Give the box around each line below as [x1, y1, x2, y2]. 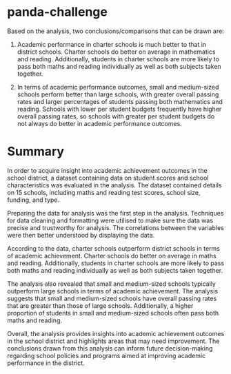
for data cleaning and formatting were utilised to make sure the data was [7, 216, 214, 225]
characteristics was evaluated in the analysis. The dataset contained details [7, 180, 222, 189]
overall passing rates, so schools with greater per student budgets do [17, 112, 215, 121]
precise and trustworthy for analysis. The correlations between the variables [7, 223, 224, 231]
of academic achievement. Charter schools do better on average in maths [7, 251, 217, 260]
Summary [7, 144, 64, 159]
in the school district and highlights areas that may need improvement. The [7, 337, 220, 345]
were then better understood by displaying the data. [7, 231, 155, 239]
